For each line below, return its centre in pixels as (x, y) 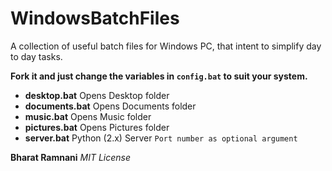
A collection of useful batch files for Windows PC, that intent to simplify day (166, 46)
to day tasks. (36, 56)
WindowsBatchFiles (95, 18)
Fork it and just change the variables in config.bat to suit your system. (159, 76)
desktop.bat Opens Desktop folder (97, 95)
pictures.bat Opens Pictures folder (97, 127)
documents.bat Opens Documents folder (110, 106)
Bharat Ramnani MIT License (71, 157)
